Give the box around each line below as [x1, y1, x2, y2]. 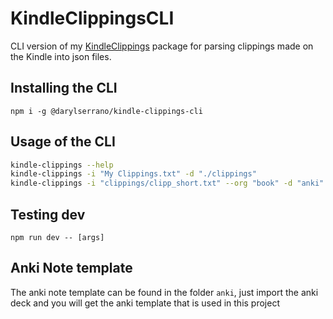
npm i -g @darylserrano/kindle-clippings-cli [10, 106, 203, 116]
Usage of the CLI [10, 133, 116, 151]
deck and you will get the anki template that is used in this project [10, 297, 280, 309]
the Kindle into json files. [10, 50, 112, 62]
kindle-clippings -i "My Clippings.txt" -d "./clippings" [10, 169, 257, 179]
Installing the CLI [10, 80, 118, 97]
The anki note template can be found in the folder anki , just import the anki [10, 286, 319, 298]
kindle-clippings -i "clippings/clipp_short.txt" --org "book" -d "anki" [10, 178, 325, 189]
